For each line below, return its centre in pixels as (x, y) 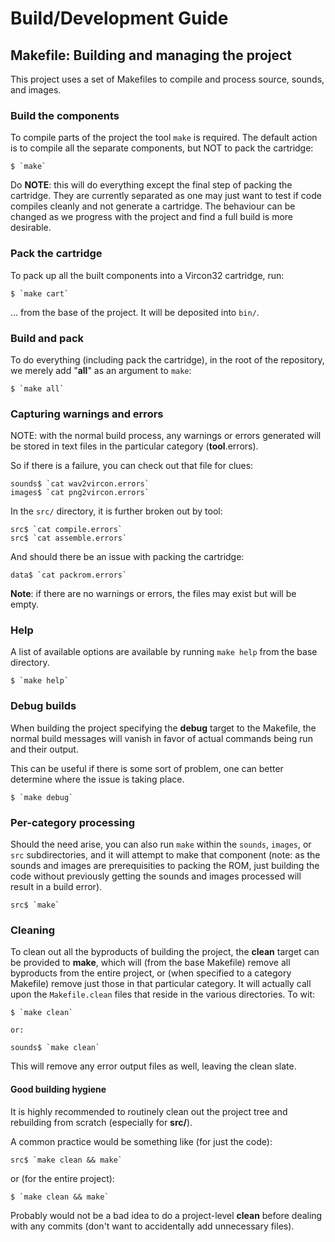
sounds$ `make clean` (55, 1048)
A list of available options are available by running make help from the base (164, 652)
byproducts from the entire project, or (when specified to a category (151, 973)
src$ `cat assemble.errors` (69, 538)
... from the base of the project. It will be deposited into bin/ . (135, 312)
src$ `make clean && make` (66, 1160)
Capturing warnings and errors (87, 414)
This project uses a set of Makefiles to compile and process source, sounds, (167, 79)
